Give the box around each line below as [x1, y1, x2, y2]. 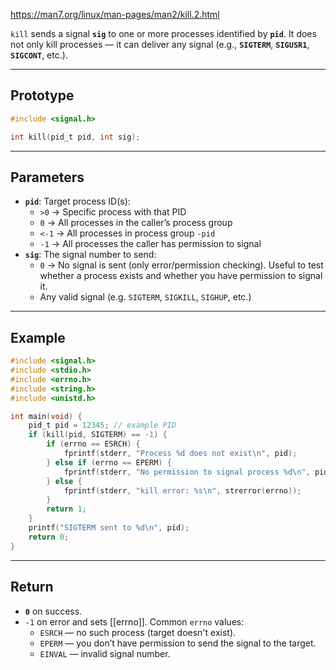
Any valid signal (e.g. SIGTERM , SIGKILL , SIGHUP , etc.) [39, 291, 252, 303]
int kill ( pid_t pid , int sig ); [10, 132, 141, 142]
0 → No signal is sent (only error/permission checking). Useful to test [39, 259, 324, 271]
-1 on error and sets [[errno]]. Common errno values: [24, 615, 245, 628]
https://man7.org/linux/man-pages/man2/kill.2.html [10, 9, 220, 20]
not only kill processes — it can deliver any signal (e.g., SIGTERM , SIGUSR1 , [10, 39, 310, 50]
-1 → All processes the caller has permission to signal [39, 238, 262, 250]
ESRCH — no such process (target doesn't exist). [39, 626, 237, 638]
